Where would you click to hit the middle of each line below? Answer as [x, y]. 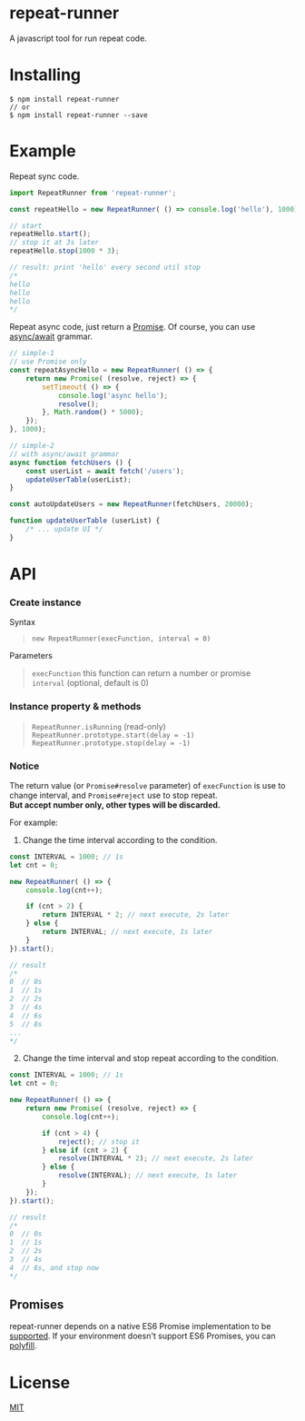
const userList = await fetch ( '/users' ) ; [105, 471]
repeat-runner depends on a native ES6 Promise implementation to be [140, 1327]
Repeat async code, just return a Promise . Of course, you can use [133, 327]
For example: [34, 822]
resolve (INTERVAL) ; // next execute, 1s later [148, 1176]
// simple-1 [32, 353]
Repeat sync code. [44, 176]
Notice [25, 766]
